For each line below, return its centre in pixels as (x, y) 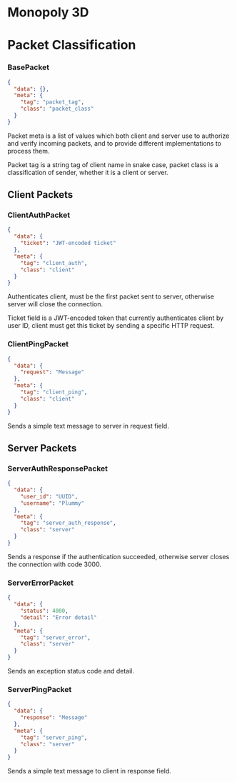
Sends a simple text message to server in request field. (88, 426)
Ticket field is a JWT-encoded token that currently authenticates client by (116, 318)
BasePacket (29, 67)
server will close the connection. (55, 304)
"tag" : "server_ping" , (54, 737)
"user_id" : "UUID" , (49, 496)
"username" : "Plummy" (52, 503)
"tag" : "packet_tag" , (52, 102)
